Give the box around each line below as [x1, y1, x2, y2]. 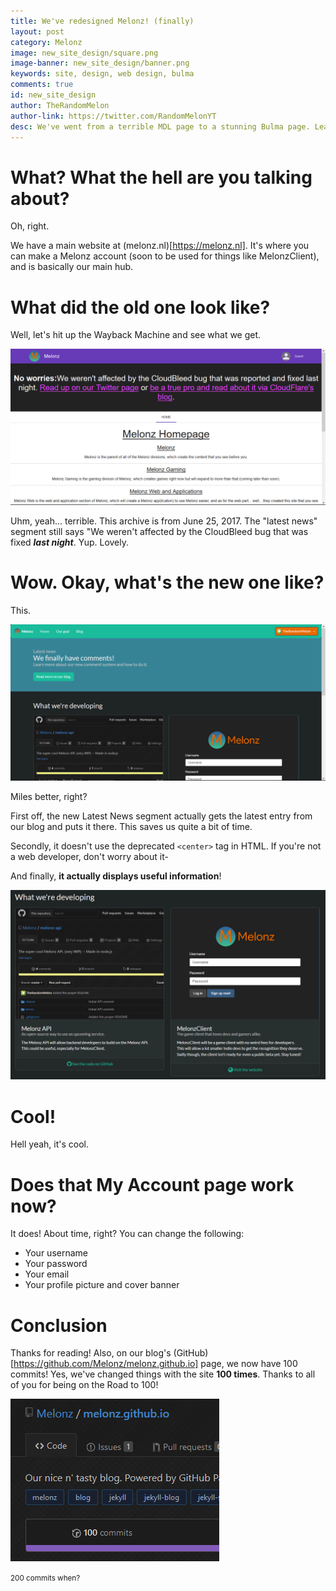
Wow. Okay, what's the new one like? [10, 571, 325, 594]
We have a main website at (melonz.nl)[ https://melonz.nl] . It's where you [10, 240, 310, 252]
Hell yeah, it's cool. [10, 1138, 89, 1150]
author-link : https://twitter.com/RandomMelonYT [10, 111, 217, 121]
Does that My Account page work [10, 1173, 295, 1196]
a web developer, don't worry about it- [10, 851, 169, 863]
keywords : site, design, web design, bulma [10, 69, 195, 79]
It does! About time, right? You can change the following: [10, 1228, 245, 1240]
